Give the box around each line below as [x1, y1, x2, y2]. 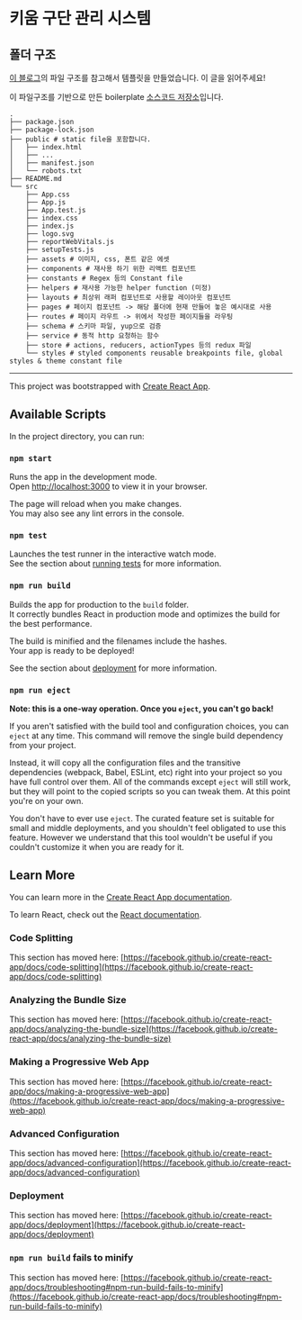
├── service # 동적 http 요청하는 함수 [25, 331, 160, 340]
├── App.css [25, 190, 70, 199]
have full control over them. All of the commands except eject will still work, [9, 776, 291, 787]
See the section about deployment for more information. [9, 663, 218, 674]
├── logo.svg [25, 230, 75, 239]
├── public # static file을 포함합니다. [9, 135, 151, 144]
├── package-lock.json [9, 125, 94, 134]
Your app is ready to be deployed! [9, 645, 135, 655]
